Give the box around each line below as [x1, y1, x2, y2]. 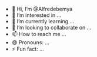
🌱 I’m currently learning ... [11, 18, 75, 24]
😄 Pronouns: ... [11, 39, 50, 46]
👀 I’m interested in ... [11, 12, 62, 19]
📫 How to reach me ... [11, 31, 66, 37]
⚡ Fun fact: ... [11, 45, 44, 52]
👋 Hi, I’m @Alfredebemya [11, 6, 73, 12]
